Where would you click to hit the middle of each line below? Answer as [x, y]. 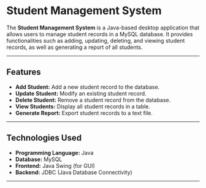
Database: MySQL [39, 159]
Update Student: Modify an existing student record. [81, 93]
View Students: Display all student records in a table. [83, 106]
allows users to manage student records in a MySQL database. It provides [100, 34]
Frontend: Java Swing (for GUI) [55, 165]
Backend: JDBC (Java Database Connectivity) [74, 172]
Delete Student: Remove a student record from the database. [93, 100]
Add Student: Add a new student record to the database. [87, 87]
